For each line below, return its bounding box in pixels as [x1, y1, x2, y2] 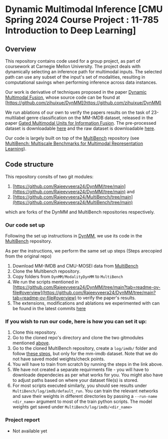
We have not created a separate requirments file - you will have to [12, 367, 149, 373]
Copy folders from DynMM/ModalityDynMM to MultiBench [12, 274, 123, 280]
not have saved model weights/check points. [12, 356, 105, 362]
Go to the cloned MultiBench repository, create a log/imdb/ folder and [12, 345, 157, 351]
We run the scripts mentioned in [12, 279, 79, 285]
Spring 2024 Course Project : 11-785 [5, 14, 159, 26]
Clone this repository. [12, 329, 57, 335]
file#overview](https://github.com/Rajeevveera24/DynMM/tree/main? [12, 290, 156, 296]
